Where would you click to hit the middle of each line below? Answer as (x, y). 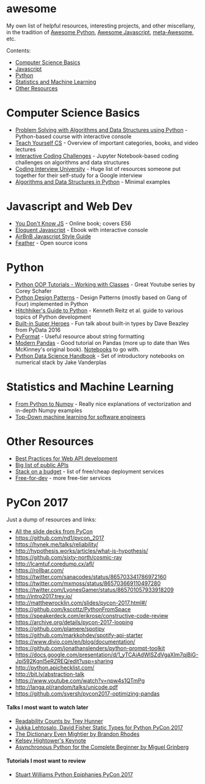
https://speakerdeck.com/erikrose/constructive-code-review (92, 615)
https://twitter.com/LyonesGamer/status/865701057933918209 (94, 590)
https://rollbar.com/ (39, 570)
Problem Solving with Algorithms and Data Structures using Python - (101, 129)
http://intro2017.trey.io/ (44, 596)
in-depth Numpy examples (49, 410)
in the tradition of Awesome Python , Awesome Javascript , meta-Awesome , (100, 32)
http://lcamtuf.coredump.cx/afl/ (55, 564)
